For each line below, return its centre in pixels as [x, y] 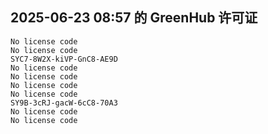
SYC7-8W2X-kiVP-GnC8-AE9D [64, 59]
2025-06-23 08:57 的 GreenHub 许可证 [134, 18]
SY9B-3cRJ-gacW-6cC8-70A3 [64, 103]
